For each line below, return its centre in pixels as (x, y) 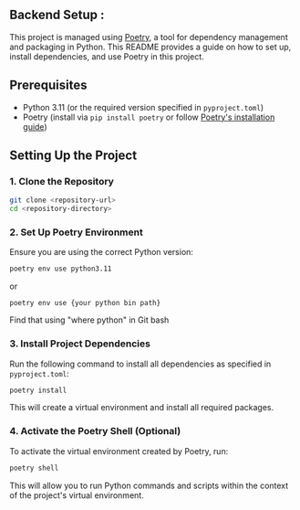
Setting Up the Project (73, 156)
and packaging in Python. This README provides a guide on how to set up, (150, 47)
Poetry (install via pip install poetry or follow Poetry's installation (149, 117)
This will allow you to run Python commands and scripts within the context (149, 485)
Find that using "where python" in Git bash (89, 320)
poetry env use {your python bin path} (85, 303)
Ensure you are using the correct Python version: (102, 252)
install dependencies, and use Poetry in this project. (107, 56)
